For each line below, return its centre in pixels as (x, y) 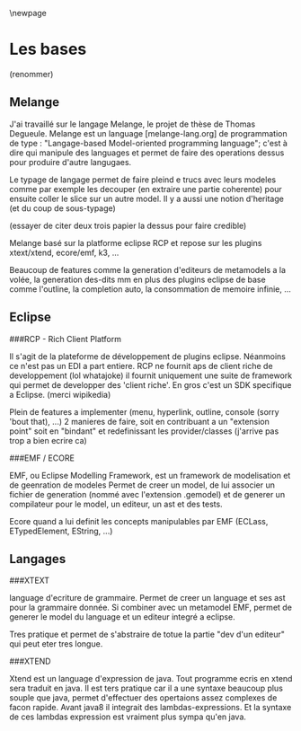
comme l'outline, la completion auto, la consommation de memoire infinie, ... (150, 289)
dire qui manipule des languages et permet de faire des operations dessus (147, 153)
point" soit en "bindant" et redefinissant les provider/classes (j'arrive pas (144, 431)
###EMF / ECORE (42, 458)
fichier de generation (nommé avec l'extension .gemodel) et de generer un (147, 494)
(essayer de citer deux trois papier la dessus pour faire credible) (128, 225)
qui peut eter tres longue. (56, 644)
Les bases (48, 49)
